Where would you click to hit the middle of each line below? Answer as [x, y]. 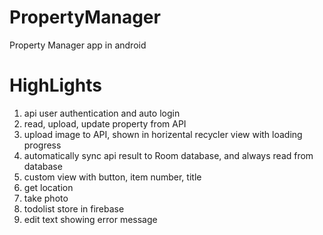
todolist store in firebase [74, 208]
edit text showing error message [90, 219]
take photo [46, 198]
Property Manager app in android [78, 45]
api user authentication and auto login [102, 113]
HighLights [55, 85]
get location [48, 187]
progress [42, 145]
